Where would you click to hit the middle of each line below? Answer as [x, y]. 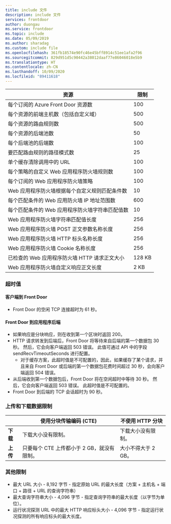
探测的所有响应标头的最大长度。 [51, 516]
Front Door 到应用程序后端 [33, 322]
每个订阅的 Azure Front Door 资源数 [50, 104]
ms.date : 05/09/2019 [27, 39]
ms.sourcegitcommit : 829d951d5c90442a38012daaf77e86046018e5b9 [74, 57]
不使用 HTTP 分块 [141, 421]
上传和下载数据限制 [29, 407]
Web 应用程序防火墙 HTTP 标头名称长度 [55, 239]
